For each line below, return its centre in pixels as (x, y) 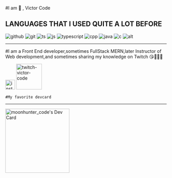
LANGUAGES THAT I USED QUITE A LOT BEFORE (84, 24)
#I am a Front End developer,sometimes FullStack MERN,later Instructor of (83, 51)
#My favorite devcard (28, 97)
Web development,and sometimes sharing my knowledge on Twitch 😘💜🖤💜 (84, 56)
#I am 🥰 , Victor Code (28, 8)
